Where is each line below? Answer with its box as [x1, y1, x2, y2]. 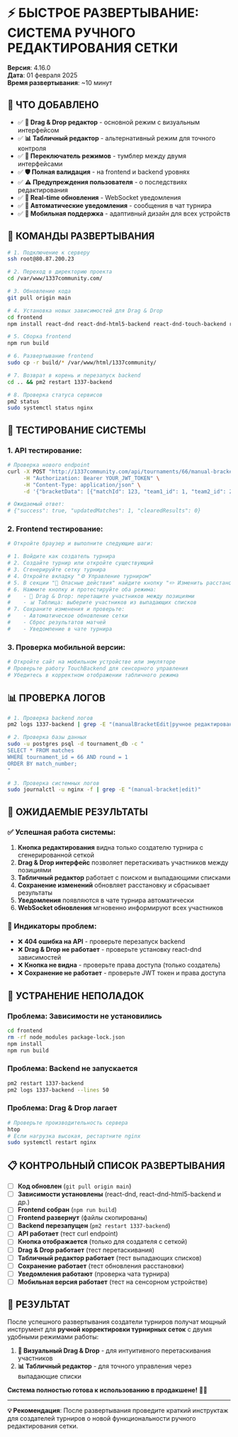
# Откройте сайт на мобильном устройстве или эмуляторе [7, 658, 176, 666]
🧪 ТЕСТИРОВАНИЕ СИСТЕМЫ [7, 424, 147, 436]
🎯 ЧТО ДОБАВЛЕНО [7, 99, 99, 111]
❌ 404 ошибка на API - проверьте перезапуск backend [17, 937, 186, 946]
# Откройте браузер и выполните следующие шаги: [7, 540, 154, 548]
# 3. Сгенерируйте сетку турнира [7, 566, 106, 574]
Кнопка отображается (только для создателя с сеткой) [17, 1238, 188, 1246]
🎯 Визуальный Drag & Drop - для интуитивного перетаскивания [17, 1346, 211, 1355]
